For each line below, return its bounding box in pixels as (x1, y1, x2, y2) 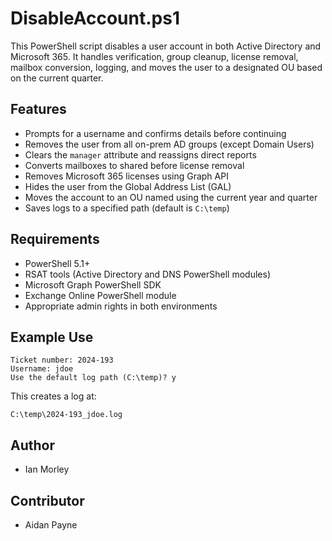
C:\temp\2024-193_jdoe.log (10, 410, 123, 420)
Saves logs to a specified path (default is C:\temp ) (24, 202, 230, 214)
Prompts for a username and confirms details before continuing (24, 127, 287, 139)
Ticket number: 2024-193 (10, 355, 114, 366)
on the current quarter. (10, 72, 104, 84)
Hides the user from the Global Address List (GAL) (24, 180, 232, 192)
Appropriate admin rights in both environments (24, 300, 218, 312)
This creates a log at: (10, 390, 97, 402)
